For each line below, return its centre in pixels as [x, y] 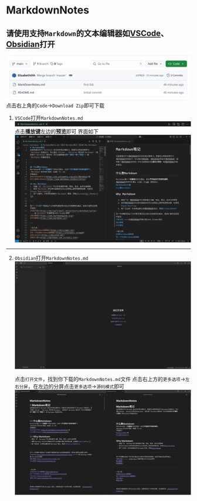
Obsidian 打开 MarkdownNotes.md [51, 258]
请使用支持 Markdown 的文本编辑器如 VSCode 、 [87, 33]
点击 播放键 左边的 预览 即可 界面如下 [56, 131]
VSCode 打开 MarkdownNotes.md [49, 118]
